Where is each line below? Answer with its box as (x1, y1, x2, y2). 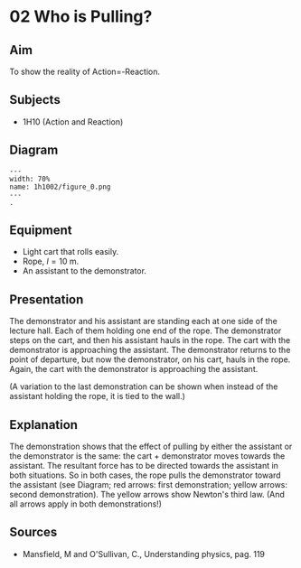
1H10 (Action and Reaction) (22, 116, 124, 127)
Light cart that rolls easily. (22, 247, 119, 257)
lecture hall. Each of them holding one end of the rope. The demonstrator (9, 325, 282, 336)
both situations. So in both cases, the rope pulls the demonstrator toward (9, 470, 282, 480)
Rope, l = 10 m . (22, 256, 80, 267)
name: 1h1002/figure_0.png (9, 182, 111, 191)
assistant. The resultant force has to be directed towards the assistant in (9, 461, 278, 471)
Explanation (9, 417, 79, 433)
